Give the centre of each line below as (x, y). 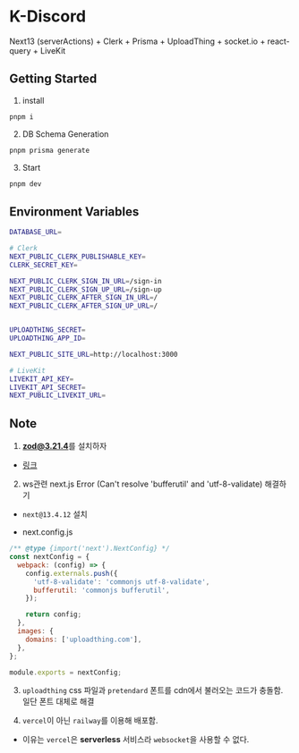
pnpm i (21, 117)
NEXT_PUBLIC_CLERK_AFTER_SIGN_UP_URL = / (84, 306)
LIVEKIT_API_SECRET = (48, 387)
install (33, 100)
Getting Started (53, 79)
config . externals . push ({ (72, 573)
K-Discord (48, 17)
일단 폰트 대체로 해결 (58, 702)
